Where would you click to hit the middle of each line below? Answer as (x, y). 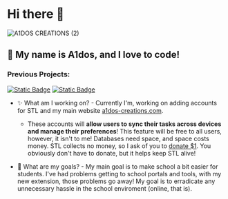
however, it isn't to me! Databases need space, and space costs (118, 138)
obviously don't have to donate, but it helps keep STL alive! (112, 153)
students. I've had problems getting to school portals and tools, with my (119, 174)
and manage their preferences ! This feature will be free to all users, (125, 131)
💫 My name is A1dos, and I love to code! (94, 55)
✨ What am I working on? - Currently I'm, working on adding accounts (117, 103)
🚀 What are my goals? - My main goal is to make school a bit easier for (117, 166)
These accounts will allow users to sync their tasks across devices (124, 124)
